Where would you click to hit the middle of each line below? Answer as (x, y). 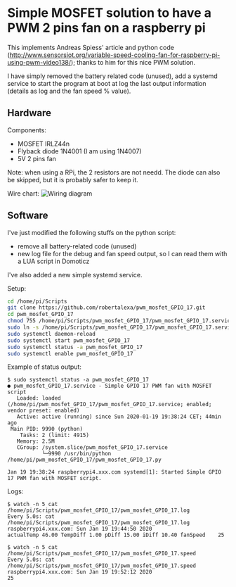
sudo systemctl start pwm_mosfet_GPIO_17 (69, 340)
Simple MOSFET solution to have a (110, 13)
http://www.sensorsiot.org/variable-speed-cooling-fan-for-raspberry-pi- (115, 55)
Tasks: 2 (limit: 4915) (55, 435)
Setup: (17, 288)
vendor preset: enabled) (44, 411)
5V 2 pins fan (37, 158)
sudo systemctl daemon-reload (52, 334)
